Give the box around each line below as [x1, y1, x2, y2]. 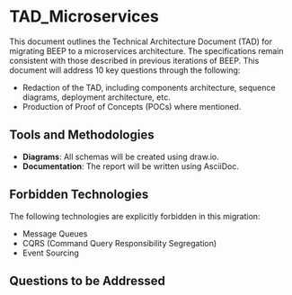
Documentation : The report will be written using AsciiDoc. [22, 160, 240, 172]
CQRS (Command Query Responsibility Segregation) [22, 237, 217, 248]
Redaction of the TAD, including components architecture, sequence [22, 82, 276, 93]
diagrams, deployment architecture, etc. [22, 92, 171, 103]
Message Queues [22, 228, 88, 239]
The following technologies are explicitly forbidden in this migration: [9, 210, 261, 221]
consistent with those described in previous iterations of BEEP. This [9, 55, 260, 66]
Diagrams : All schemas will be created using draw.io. [22, 151, 219, 162]
